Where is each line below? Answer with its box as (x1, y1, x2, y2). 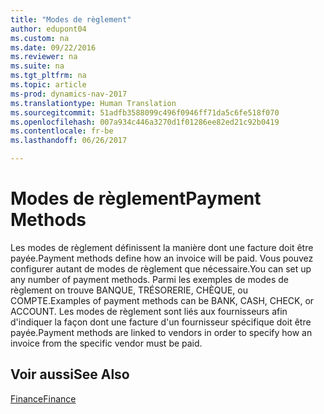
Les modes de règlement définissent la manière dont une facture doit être (10, 241, 314, 253)
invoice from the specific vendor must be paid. (10, 337, 203, 349)
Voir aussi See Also (10, 366, 130, 383)
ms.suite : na (10, 61, 65, 71)
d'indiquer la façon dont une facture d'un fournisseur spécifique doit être (10, 316, 312, 328)
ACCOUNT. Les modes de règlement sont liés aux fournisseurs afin (10, 305, 288, 317)
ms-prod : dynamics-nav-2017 (10, 89, 128, 99)
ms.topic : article (10, 80, 87, 90)
